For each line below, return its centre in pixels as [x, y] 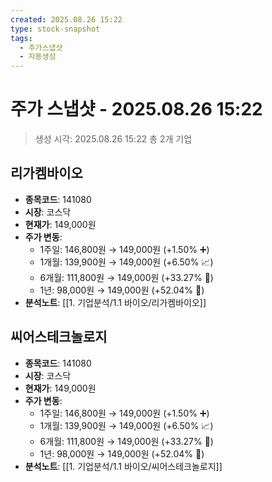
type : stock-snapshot [55, 29]
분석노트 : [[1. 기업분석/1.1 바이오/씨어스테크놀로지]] [123, 466]
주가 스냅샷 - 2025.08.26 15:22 [136, 109]
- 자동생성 [38, 57]
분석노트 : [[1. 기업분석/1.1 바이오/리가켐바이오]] [115, 302]
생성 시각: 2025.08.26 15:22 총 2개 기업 [113, 139]
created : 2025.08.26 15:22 [66, 19]
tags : [21, 38]
